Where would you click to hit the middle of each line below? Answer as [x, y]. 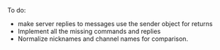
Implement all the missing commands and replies [89, 31]
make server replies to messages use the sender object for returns [115, 24]
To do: [17, 10]
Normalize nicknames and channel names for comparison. [103, 39]
